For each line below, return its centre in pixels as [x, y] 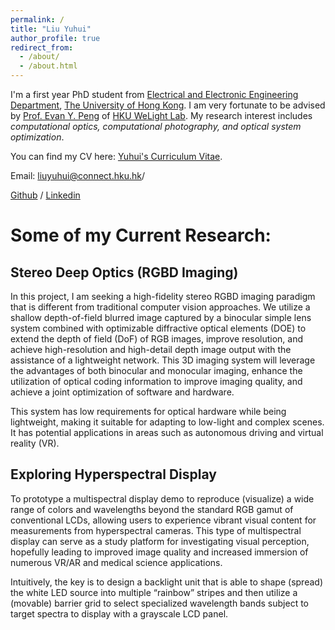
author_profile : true [55, 38]
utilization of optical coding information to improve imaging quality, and [156, 381]
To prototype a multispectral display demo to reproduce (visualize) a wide [162, 498]
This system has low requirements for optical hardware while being [148, 411]
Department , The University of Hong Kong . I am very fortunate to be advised [168, 105]
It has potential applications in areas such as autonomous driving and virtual [167, 432]
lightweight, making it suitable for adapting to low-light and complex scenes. [167, 422]
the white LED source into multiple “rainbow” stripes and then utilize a [154, 592]
